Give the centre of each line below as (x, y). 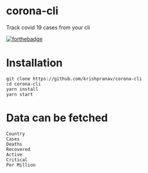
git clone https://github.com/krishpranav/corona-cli (74, 78)
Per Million (21, 165)
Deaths (14, 144)
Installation (34, 63)
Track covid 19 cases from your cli (48, 27)
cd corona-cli (24, 84)
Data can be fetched (57, 118)
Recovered (18, 149)
